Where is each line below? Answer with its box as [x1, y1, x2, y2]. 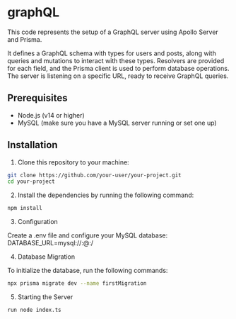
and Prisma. [7, 35, 42, 43]
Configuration [17, 218, 58, 226]
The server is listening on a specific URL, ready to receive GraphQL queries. [7, 72, 229, 80]
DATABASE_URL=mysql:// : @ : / [7, 239, 94, 247]
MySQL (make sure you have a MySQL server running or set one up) [17, 118, 217, 127]
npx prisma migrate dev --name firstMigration [7, 280, 147, 287]
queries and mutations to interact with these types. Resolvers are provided [7, 56, 225, 65]
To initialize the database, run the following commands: [7, 267, 168, 275]
